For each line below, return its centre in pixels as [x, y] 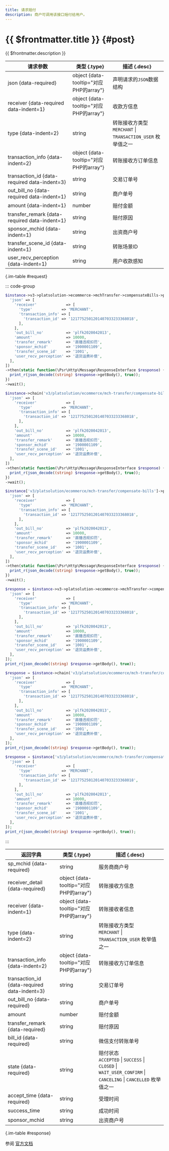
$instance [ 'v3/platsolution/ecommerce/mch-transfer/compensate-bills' [81, 491]
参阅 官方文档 [19, 1143]
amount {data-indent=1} [37, 206]
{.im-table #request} [26, 277]
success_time [24, 1110]
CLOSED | [108, 1066]
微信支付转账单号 [119, 1041]
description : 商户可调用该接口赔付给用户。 [46, 15]
